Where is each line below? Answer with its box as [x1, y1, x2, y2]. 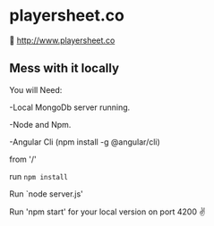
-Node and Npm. [9, 119, 72, 130]
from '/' [9, 154, 38, 164]
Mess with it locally [9, 61, 119, 76]
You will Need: [9, 84, 63, 95]
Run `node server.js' [9, 188, 83, 199]
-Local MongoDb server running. [9, 102, 131, 113]
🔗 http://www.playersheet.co [9, 35, 116, 46]
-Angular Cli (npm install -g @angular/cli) [9, 136, 161, 147]
